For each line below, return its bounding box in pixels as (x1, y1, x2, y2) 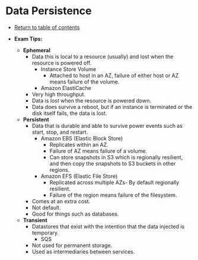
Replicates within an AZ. (49, 141, 109, 148)
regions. (49, 166, 70, 173)
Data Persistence (5, 4, 92, 18)
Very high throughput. (31, 91, 86, 98)
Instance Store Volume (40, 65, 96, 72)
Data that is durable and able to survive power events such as (31, 122, 183, 129)
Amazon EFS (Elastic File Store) (40, 172, 118, 179)
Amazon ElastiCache (40, 84, 91, 91)
